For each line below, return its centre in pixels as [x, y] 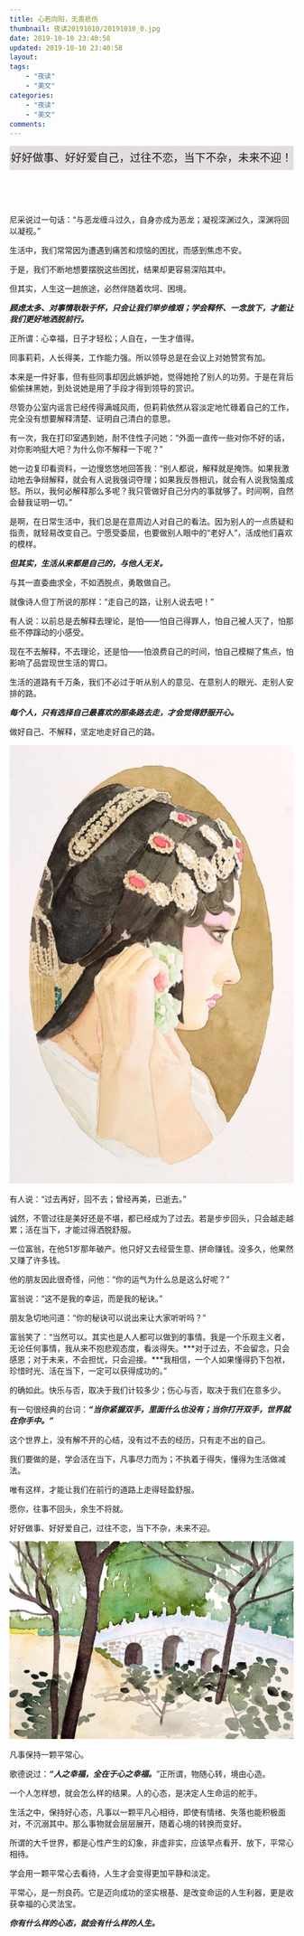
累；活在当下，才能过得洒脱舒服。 [73, 1230]
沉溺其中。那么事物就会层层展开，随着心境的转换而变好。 [139, 1823]
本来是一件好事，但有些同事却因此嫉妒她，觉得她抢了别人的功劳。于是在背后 [152, 377]
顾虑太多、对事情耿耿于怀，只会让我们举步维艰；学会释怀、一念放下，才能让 [152, 308]
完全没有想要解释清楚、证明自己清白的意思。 [92, 419]
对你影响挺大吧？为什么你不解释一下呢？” [87, 449]
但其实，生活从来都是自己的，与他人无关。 [88, 563]
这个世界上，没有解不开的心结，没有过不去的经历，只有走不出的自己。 [140, 1440]
